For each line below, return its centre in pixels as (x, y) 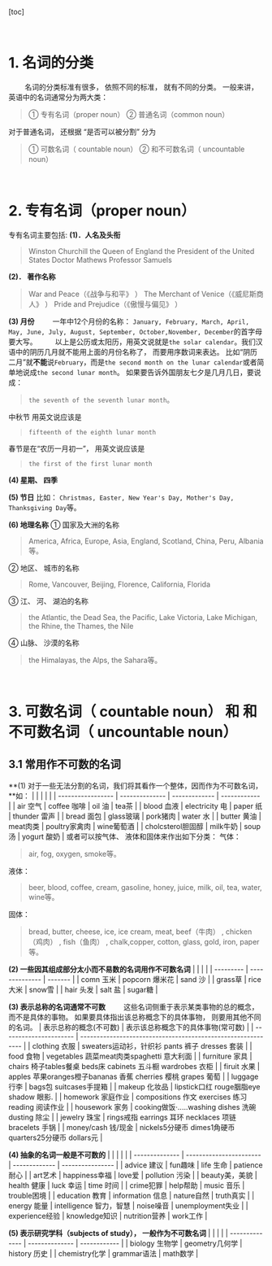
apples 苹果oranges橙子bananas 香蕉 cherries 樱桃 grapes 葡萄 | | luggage (134, 1076)
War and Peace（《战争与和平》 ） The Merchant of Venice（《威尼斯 (142, 294)
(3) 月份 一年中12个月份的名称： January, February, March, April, (129, 321)
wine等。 (43, 897)
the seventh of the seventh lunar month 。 (101, 399)
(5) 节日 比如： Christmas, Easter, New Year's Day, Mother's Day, (121, 497)
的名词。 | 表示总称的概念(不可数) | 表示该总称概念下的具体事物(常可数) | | (131, 1027)
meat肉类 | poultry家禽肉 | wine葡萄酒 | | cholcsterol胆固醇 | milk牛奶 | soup (135, 826)
